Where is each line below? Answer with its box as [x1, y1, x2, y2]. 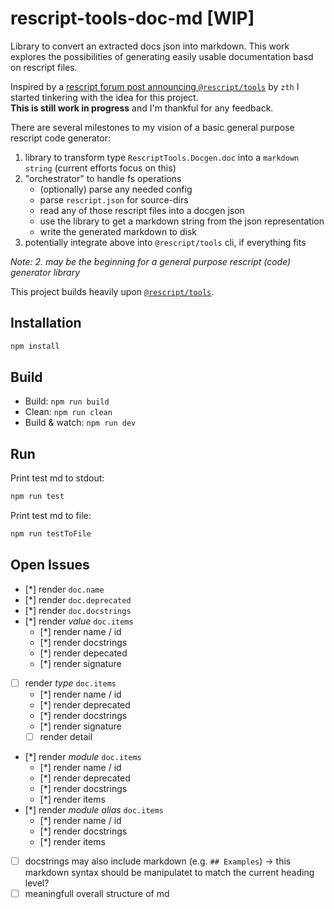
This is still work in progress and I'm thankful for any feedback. [10, 102, 274, 114]
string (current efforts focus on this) [24, 162, 177, 174]
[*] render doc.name [24, 583, 105, 595]
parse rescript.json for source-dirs [39, 193, 189, 206]
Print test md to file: [10, 510, 92, 522]
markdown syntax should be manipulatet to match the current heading [24, 867, 315, 878]
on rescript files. [10, 61, 78, 73]
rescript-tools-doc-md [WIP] [10, 7, 255, 30]
